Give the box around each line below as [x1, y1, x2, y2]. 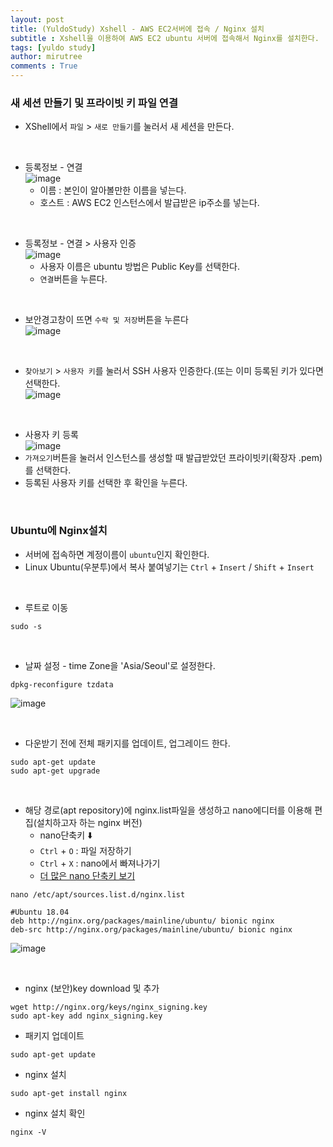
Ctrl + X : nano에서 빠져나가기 [39, 857, 161, 869]
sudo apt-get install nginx [10, 1088, 128, 1098]
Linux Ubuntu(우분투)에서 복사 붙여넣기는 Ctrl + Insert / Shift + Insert [24, 561, 315, 573]
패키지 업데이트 [24, 1029, 85, 1041]
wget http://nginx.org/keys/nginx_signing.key [10, 1002, 208, 1012]
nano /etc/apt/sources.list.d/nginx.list [10, 889, 186, 900]
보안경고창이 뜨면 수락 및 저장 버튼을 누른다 [24, 314, 189, 326]
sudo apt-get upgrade [10, 766, 101, 776]
